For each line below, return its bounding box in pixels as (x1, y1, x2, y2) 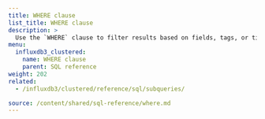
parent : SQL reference (22, 63, 97, 71)
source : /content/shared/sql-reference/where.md (8, 99, 171, 107)
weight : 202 (8, 70, 47, 78)
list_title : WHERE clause (8, 19, 93, 27)
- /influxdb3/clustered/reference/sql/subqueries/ (15, 84, 185, 93)
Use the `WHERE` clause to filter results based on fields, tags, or (15, 33, 248, 42)
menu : (8, 41, 26, 49)
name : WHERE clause (22, 56, 87, 64)
